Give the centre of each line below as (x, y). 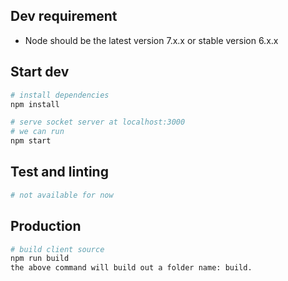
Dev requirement (64, 16)
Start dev (40, 72)
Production (46, 226)
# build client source (57, 249)
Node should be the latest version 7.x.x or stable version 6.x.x (151, 40)
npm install (35, 104)
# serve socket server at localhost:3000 (98, 122)
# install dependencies (60, 95)
